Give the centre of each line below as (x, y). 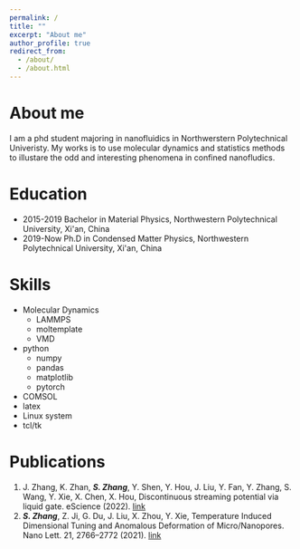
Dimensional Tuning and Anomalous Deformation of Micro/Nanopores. (153, 525)
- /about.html (44, 69)
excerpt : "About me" (48, 34)
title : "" (28, 26)
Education (48, 194)
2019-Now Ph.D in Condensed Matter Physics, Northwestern (136, 238)
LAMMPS (53, 319)
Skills (30, 284)
